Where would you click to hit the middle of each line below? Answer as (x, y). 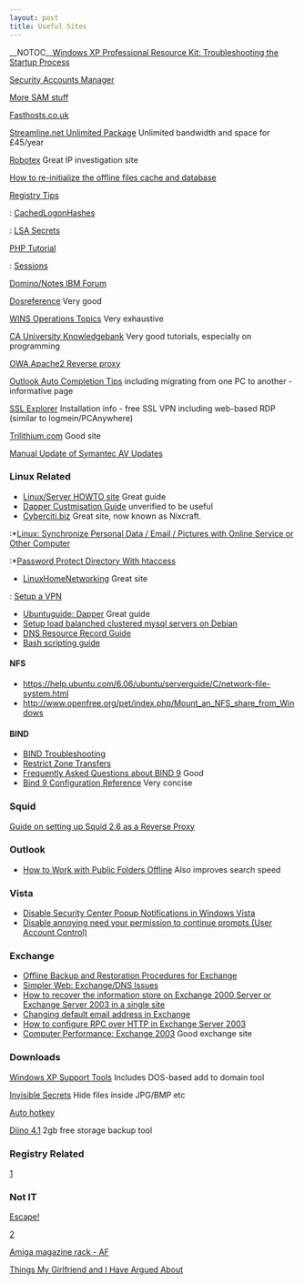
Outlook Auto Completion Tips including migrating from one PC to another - (151, 381)
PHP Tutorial (33, 248)
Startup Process (40, 62)
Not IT (23, 1197)
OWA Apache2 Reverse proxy (65, 363)
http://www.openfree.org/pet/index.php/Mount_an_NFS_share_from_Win (158, 703)
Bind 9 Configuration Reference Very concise (107, 783)
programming (35, 346)
